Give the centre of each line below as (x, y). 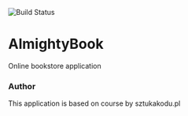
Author (22, 86)
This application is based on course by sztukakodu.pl (94, 103)
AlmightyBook (56, 44)
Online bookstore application (55, 65)
